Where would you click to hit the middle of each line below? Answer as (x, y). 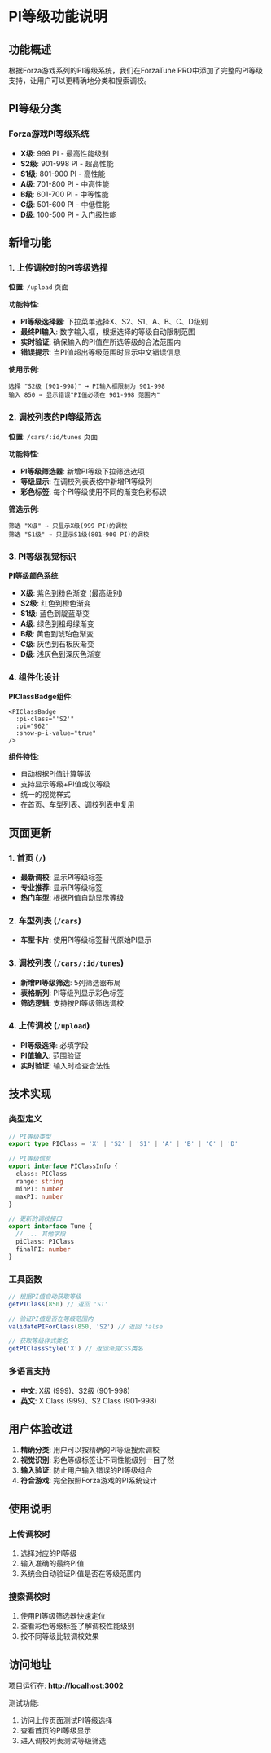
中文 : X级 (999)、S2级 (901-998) (75, 1390)
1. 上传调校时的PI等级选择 (58, 268)
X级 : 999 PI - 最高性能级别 (65, 153)
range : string (39, 1181)
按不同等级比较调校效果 (59, 1636)
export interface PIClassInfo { (63, 1166)
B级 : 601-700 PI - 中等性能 (64, 194)
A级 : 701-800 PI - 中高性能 (65, 183)
